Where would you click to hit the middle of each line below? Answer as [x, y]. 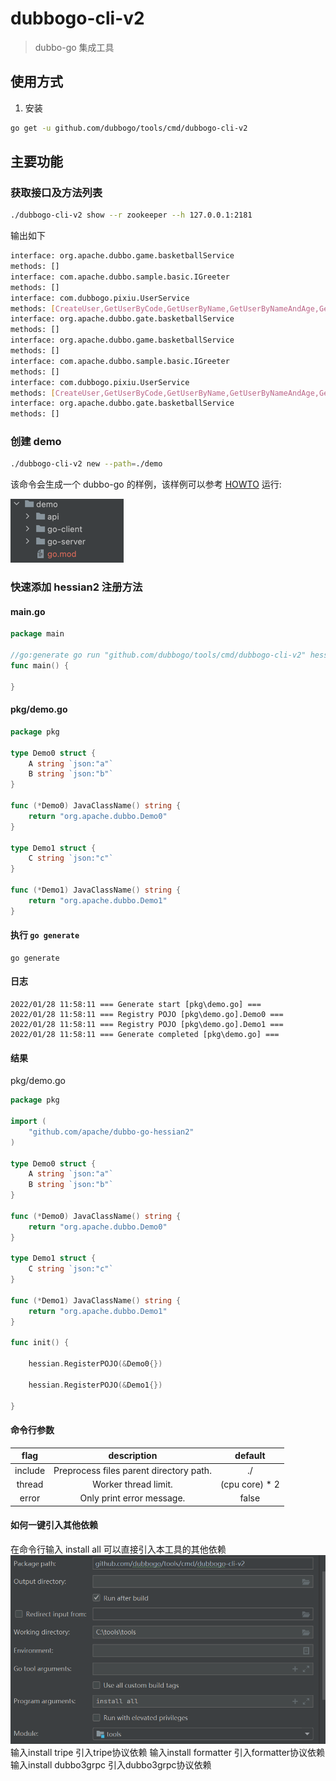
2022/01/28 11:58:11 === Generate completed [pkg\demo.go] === [145, 1035]
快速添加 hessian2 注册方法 [76, 587]
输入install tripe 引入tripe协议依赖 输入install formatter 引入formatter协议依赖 [168, 1752]
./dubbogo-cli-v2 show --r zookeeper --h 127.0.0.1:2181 [131, 215]
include [30, 1470]
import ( [28, 1122]
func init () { [40, 1343]
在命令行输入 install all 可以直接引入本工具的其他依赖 [118, 1549]
